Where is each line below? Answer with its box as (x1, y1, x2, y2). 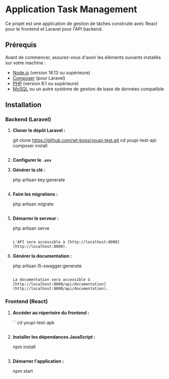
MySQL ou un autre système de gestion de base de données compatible (12, 86, 164, 92)
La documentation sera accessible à (12, 277, 90, 283)
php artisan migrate (12, 201, 54, 207)
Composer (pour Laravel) (12, 75, 65, 81)
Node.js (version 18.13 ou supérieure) (12, 69, 90, 75)
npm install (12, 343, 36, 350)
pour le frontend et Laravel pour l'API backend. (5, 26, 103, 32)
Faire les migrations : (12, 191, 58, 197)
